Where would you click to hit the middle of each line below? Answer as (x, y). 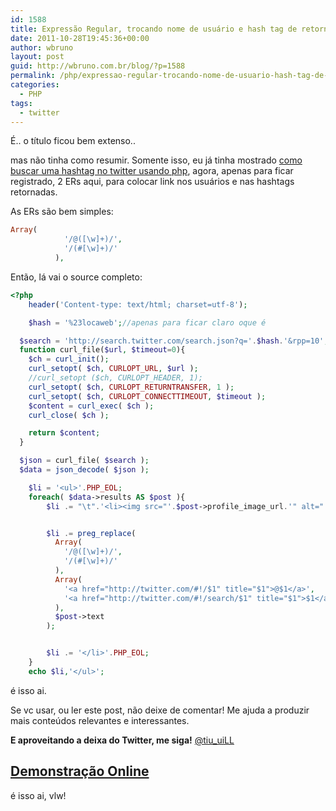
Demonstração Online (80, 771)
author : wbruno (42, 47)
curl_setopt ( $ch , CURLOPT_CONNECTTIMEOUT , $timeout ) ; (147, 396)
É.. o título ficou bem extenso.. (73, 141)
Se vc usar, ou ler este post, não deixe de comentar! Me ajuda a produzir (160, 710)
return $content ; (64, 433)
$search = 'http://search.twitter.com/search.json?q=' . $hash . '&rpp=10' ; (174, 341)
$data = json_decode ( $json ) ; (84, 470)
